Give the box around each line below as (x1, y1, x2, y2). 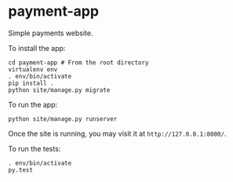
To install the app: (8, 43, 66, 53)
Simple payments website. (8, 28, 93, 38)
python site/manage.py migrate (8, 86, 111, 94)
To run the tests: (8, 144, 61, 153)
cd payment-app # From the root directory (8, 58, 149, 67)
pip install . (8, 79, 55, 87)
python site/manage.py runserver (8, 115, 118, 123)
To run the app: (8, 100, 58, 109)
